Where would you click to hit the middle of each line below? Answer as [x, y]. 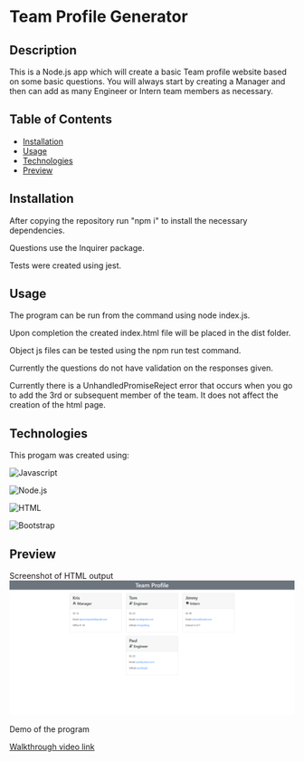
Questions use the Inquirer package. [77, 247]
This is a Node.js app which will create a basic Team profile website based [148, 72]
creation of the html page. [58, 405]
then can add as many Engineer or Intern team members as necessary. [141, 91]
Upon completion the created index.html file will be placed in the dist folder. [150, 333]
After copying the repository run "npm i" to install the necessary [128, 220]
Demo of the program [50, 729]
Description [43, 50]
